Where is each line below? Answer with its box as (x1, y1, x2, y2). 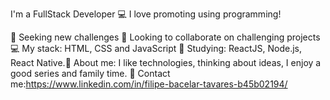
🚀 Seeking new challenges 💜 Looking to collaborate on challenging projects (10, 31, 321, 43)
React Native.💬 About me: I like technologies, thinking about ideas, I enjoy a (10, 57, 322, 68)
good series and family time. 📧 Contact (10, 68, 171, 79)
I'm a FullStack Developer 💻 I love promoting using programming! (10, 8, 282, 20)
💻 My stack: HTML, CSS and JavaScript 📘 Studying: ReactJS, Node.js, (10, 43, 303, 54)
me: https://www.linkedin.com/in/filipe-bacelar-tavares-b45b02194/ (10, 78, 288, 90)
